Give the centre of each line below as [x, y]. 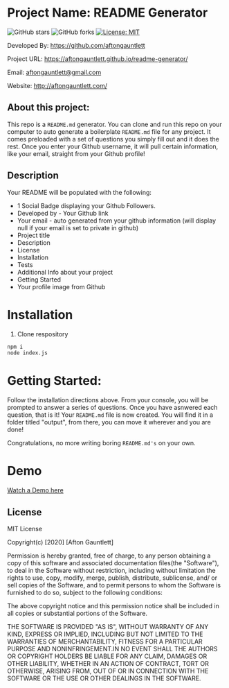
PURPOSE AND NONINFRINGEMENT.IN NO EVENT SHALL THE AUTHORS [112, 648]
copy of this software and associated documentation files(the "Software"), [113, 562]
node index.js [28, 353]
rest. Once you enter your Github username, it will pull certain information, [113, 146]
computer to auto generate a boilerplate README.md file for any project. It [109, 131]
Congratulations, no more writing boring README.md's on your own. [101, 443]
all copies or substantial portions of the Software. [77, 613]
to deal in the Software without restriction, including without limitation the [111, 570]
